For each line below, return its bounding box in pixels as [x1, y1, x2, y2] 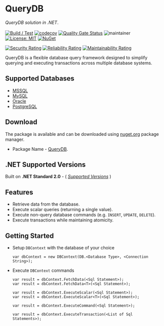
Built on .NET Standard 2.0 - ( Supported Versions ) [5, 174, 112, 180]
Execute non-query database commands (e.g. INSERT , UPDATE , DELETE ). [12, 212, 156, 218]
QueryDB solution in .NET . [5, 19, 59, 25]
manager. [5, 136, 25, 142]
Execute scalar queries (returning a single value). [12, 207, 113, 213]
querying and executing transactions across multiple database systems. [5, 60, 153, 66]
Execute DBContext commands [12, 267, 75, 273]
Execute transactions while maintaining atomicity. [12, 217, 114, 223]
